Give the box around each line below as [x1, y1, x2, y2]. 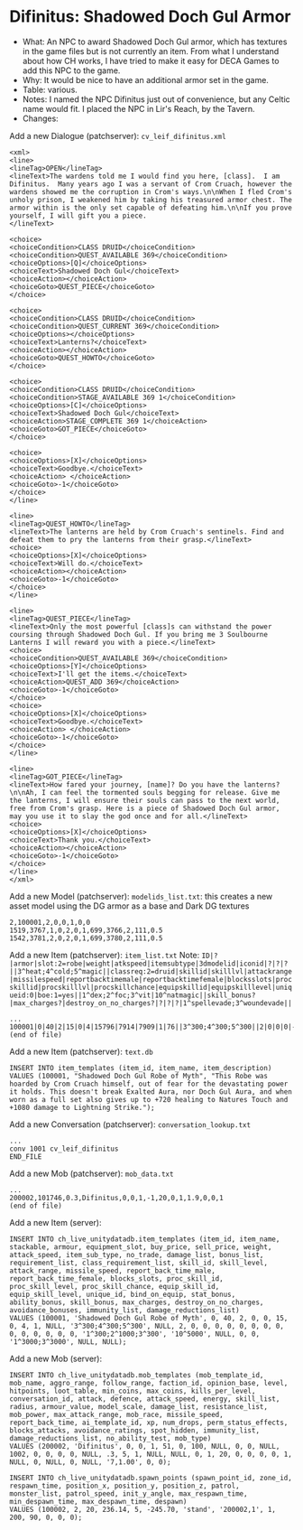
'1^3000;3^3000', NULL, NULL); [9, 1337, 127, 1347]
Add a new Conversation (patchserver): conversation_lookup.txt [9, 1118, 251, 1130]
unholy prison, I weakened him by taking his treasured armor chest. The [9, 195, 293, 204]
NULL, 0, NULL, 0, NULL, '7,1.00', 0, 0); [9, 1457, 171, 1467]
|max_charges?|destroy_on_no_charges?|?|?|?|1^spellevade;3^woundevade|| [9, 998, 293, 1008]
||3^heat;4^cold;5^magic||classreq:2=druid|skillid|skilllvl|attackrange [9, 966, 293, 976]
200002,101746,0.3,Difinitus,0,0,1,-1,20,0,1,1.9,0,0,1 [9, 1193, 224, 1202]
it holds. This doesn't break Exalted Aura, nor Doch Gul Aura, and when [9, 1087, 293, 1096]
